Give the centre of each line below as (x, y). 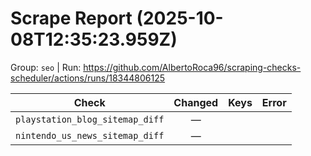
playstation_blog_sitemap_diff (90, 119)
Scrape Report (71, 18)
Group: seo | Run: (46, 67)
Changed (196, 102)
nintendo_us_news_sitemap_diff (90, 135)
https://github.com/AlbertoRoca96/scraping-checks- (192, 67)
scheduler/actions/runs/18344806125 (88, 78)
